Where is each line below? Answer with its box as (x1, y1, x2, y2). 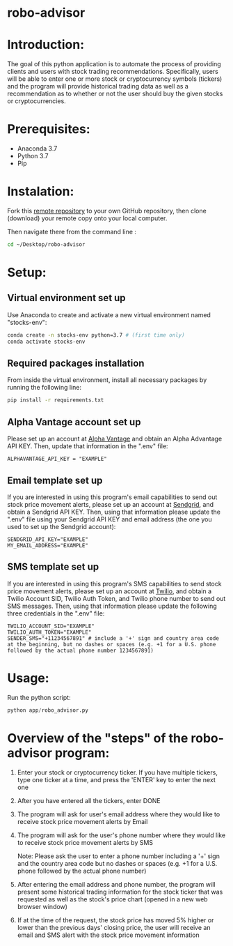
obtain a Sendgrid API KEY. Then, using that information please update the (7, 508, 221, 516)
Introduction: (7, 37, 85, 53)
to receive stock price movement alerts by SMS (17, 838, 154, 846)
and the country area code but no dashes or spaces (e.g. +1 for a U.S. (17, 859, 218, 867)
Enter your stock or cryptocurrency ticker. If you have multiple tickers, (17, 768, 218, 777)
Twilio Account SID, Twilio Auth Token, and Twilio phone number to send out (7, 594, 226, 602)
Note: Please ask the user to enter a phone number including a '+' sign (17, 852, 220, 860)
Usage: (7, 670, 50, 686)
